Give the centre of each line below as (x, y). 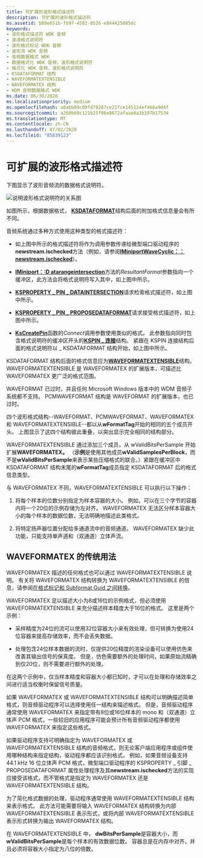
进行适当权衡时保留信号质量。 (48, 684)
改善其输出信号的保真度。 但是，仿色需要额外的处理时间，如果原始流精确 (106, 656)
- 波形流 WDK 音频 (27, 51)
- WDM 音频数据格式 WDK (33, 91)
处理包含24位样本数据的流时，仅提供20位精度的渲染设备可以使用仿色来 (104, 648)
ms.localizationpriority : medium (48, 101)
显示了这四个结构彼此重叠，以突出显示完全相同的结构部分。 (103, 432)
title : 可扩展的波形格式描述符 (40, 12)
